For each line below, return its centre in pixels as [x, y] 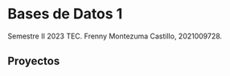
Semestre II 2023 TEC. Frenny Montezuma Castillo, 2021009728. [115, 36]
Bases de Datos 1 [65, 14]
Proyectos [34, 61]
